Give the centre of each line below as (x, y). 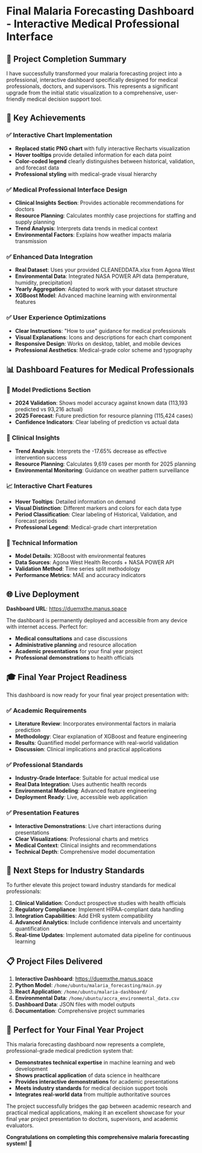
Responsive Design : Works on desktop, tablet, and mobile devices (98, 343)
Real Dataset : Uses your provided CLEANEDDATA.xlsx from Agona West (105, 270)
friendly (16, 99)
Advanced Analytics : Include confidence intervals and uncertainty (98, 922)
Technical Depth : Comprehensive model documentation (85, 851)
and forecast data (37, 168)
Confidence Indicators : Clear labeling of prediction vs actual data (97, 422)
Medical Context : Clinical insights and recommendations (86, 845)
